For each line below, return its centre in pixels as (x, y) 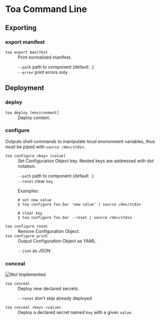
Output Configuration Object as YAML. (57, 241)
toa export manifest (27, 52)
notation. (27, 166)
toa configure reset (27, 226)
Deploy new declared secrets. (48, 288)
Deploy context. (34, 117)
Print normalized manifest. (45, 57)
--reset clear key (35, 181)
